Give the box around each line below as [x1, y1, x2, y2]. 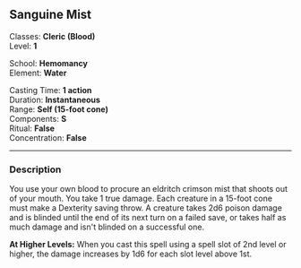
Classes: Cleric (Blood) [9, 30, 96, 41]
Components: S [9, 113, 67, 124]
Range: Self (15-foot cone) [9, 103, 109, 115]
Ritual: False [9, 123, 56, 134]
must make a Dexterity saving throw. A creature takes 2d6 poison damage [9, 203, 282, 213]
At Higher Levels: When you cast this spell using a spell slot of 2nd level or [9, 239, 287, 250]
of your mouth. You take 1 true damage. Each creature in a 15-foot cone [9, 193, 273, 204]
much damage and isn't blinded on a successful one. [9, 221, 204, 232]
